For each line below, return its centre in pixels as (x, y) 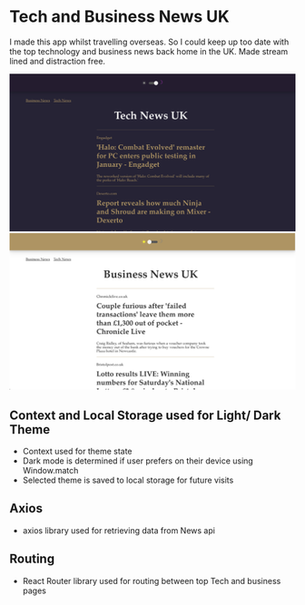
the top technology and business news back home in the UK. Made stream (149, 51)
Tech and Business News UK (119, 17)
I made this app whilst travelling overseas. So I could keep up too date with (149, 42)
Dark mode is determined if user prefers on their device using (138, 461)
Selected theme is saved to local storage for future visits (128, 480)
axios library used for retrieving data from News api (119, 530)
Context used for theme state (78, 451)
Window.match (50, 470)
